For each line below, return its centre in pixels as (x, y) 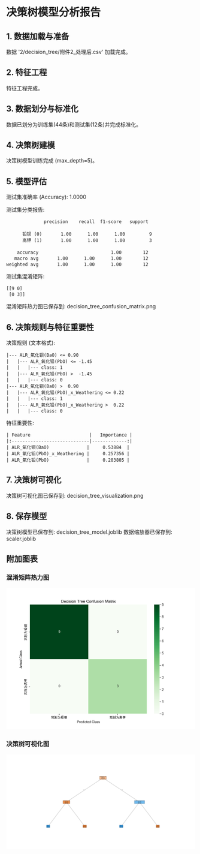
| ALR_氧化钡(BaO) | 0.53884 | (68, 447)
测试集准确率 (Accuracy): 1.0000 (46, 197)
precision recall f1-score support (96, 222)
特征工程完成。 (25, 88)
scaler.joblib (21, 539)
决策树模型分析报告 (54, 12)
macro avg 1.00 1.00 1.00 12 (81, 258)
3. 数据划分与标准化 (43, 109)
